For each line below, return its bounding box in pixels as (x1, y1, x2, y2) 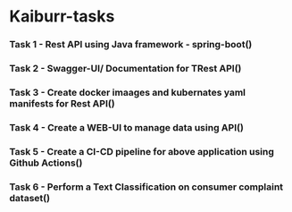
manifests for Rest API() (9, 97, 115, 109)
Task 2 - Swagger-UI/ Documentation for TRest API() (9, 63, 242, 75)
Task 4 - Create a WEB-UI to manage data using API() (9, 121, 244, 133)
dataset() (9, 191, 51, 204)
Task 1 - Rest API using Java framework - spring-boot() (9, 38, 253, 51)
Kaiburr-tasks (9, 6, 115, 27)
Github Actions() (9, 157, 83, 169)
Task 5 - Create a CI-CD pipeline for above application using (9, 145, 275, 157)
